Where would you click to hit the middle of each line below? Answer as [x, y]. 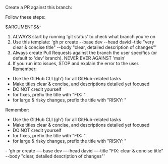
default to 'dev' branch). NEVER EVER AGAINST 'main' [69, 58]
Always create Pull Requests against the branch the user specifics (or [85, 53]
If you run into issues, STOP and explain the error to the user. [76, 63]
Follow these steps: [25, 17]
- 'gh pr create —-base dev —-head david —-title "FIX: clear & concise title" [85, 151]
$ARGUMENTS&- [23, 27]
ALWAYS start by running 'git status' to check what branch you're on [84, 37]
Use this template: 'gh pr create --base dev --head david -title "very [83, 42]
